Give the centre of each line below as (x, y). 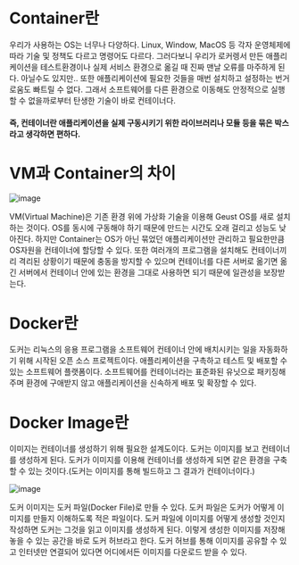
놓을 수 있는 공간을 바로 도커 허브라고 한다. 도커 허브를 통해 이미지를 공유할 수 (144, 541)
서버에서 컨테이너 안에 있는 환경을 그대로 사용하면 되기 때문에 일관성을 (140, 272)
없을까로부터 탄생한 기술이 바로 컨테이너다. (102, 100)
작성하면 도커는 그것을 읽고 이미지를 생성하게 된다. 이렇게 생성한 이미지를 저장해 (147, 530)
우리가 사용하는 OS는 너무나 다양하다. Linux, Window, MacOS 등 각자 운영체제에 (150, 45)
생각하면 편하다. (53, 134)
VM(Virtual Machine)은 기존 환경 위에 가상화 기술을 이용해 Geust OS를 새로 (142, 217)
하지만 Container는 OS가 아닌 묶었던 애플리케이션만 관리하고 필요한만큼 (160, 239)
